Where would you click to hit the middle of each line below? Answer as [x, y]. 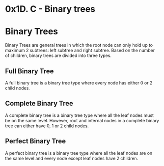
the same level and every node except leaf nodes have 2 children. [72, 158]
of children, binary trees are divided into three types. [58, 55]
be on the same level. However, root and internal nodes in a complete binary [82, 120]
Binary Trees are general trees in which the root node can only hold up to [79, 45]
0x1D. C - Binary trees [50, 9]
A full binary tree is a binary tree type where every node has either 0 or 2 [79, 83]
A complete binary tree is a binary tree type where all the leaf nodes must [79, 115]
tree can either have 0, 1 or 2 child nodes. [47, 126]
